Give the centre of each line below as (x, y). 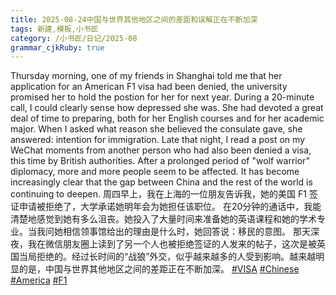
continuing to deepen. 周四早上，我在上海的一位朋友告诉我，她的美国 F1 (158, 194)
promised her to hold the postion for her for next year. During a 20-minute (162, 97)
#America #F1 (39, 280)
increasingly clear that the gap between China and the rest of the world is (161, 182)
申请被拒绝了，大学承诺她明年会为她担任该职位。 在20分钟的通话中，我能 (170, 207)
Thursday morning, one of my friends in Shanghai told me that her (146, 76)
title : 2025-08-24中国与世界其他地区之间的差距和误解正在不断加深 (134, 19)
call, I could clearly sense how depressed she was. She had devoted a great (167, 108)
